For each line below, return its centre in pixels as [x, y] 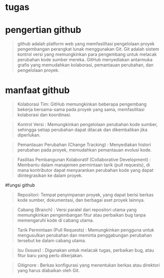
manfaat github [38, 90]
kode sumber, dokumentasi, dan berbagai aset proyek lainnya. [81, 200]
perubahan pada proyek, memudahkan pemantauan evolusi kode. [84, 150]
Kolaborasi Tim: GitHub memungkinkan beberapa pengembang [82, 104]
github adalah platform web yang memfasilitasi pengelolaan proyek [86, 44]
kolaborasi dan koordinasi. [44, 115]
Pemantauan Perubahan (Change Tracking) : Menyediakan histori [84, 145]
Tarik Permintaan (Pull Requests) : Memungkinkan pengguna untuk [86, 230]
